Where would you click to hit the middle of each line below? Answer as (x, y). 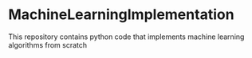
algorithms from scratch (48, 44)
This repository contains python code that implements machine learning (126, 37)
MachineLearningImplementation (121, 15)
